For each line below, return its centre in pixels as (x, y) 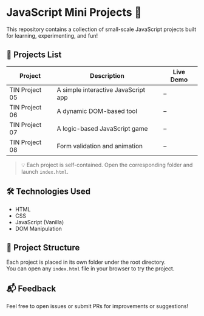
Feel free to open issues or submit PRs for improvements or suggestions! (97, 306)
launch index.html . (45, 171)
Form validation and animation (100, 146)
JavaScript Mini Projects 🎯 (74, 12)
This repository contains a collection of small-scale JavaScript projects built (101, 29)
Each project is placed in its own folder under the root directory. (86, 262)
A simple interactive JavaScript (101, 89)
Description (107, 75)
